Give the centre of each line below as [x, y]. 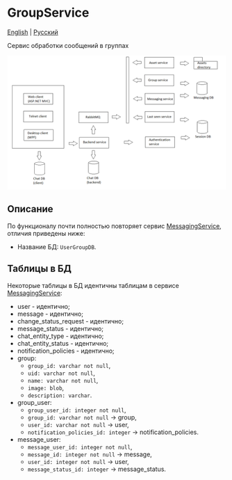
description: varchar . [60, 395]
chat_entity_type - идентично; [60, 336]
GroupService [48, 13]
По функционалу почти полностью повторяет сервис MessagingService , [115, 226]
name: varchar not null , [63, 380]
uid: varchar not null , [61, 373]
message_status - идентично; [60, 328]
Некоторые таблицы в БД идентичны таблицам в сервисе [93, 285]
